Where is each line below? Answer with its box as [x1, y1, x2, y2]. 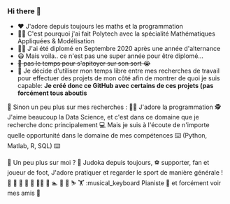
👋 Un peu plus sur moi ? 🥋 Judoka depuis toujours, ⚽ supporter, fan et [7, 159, 210, 167]
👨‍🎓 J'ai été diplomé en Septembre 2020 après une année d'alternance [17, 45, 221, 53]
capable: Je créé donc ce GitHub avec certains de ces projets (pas [17, 82, 214, 90]
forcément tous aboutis [17, 89, 87, 97]
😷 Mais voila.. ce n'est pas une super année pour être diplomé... [17, 52, 204, 60]
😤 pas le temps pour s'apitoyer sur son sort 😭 [17, 59, 151, 68]
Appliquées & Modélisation [17, 37, 95, 45]
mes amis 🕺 [7, 189, 41, 198]
